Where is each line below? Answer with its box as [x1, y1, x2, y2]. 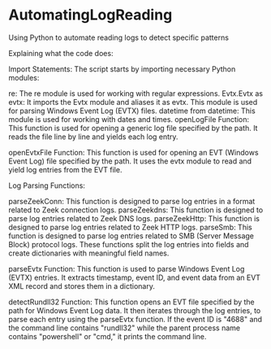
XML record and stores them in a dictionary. [8, 281, 156, 290]
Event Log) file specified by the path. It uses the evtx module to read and [8, 156, 252, 166]
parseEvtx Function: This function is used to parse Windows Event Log [8, 264, 245, 273]
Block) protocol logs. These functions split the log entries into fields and [8, 239, 249, 249]
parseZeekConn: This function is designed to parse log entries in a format [8, 196, 256, 206]
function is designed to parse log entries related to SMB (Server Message [8, 230, 254, 241]
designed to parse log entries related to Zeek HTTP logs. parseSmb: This [8, 222, 253, 232]
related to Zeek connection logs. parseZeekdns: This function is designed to [8, 205, 264, 215]
